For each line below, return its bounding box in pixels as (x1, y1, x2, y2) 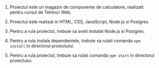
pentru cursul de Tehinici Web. (9, 9, 72, 15)
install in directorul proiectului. (9, 43, 74, 48)
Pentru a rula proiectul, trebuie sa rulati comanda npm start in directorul (9, 52, 155, 58)
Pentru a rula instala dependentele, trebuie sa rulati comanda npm (9, 38, 140, 44)
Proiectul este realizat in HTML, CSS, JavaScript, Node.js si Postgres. (9, 19, 150, 24)
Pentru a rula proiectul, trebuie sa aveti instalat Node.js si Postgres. (9, 28, 145, 34)
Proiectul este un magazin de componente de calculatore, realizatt (9, 4, 144, 10)
